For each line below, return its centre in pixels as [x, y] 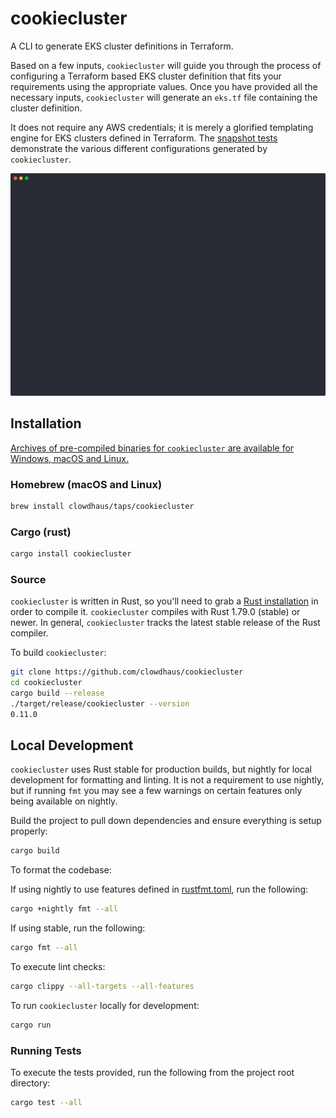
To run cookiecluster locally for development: [105, 1005]
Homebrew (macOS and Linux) [86, 484]
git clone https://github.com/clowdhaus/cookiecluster [127, 672]
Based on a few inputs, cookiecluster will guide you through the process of [166, 65]
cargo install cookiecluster [71, 554]
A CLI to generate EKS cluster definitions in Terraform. [122, 46]
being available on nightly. [64, 801]
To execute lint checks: [58, 967]
